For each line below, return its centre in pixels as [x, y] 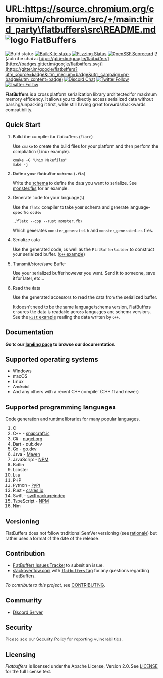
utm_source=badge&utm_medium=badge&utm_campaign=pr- [67, 74]
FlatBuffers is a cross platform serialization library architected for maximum [81, 94]
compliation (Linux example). [41, 151]
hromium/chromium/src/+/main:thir [80, 19]
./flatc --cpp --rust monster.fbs [47, 221]
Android [20, 387]
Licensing [21, 654]
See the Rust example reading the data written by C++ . [66, 317]
